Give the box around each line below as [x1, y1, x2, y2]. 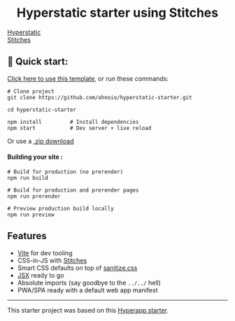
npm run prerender [7, 192, 61, 200]
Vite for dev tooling [17, 248, 73, 257]
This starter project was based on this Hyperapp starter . [7, 306, 169, 314]
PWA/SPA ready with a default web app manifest [17, 285, 158, 294]
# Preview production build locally [7, 205, 114, 212]
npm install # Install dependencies [7, 118, 139, 125]
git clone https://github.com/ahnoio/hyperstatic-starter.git [7, 94, 192, 101]
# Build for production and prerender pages [7, 187, 139, 194]
